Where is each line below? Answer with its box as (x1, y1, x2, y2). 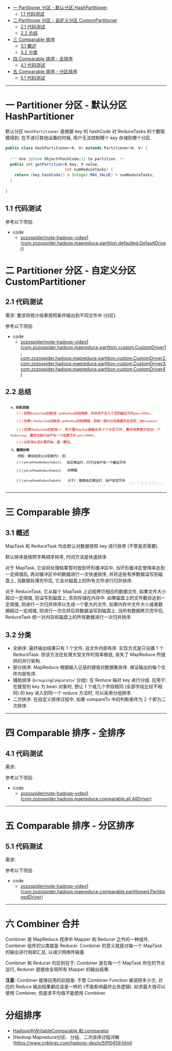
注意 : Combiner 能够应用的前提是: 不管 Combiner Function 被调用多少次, (5, 977, 157, 983)
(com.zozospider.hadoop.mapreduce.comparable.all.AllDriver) (20, 796, 152, 802)
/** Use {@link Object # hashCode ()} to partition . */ (10, 156, 125, 161)
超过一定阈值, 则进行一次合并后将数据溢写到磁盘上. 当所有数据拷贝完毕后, (9, 608, 164, 614)
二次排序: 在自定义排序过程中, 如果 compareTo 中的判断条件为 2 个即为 (12, 696, 162, 702)
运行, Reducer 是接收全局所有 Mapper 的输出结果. (5, 966, 110, 972)
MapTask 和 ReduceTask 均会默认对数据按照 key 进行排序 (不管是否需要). (5, 543, 159, 549)
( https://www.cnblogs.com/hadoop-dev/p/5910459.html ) (12, 1040, 133, 1046)
